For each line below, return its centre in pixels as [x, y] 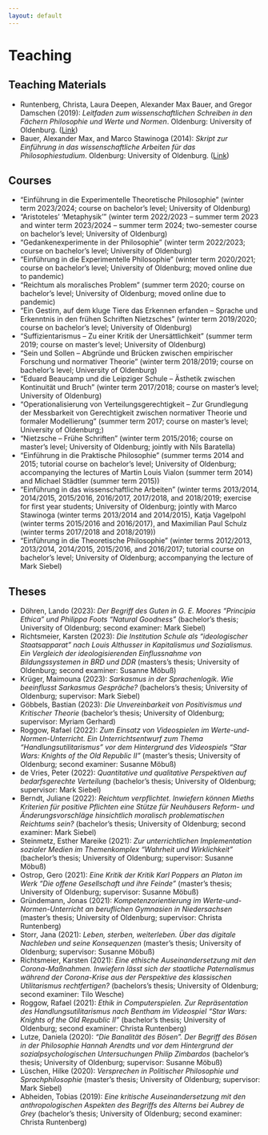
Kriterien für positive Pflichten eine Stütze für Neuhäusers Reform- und [137, 807]
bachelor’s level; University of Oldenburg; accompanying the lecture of [136, 557]
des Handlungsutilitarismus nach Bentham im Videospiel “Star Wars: [133, 1011]
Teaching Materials [57, 85]
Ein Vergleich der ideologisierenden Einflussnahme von [111, 654]
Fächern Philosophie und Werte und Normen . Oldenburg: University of [136, 121]
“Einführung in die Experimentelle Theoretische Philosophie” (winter [132, 200]
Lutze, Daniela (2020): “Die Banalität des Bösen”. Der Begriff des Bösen [138, 1037]
